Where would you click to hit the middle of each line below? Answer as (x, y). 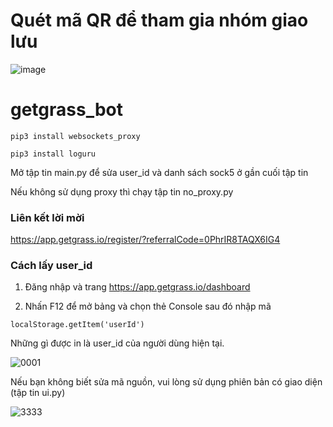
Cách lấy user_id (51, 266)
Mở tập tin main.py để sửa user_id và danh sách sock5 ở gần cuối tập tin (159, 172)
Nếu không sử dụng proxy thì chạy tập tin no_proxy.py (122, 191)
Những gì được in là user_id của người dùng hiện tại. (117, 343)
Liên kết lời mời (47, 217)
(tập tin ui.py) (38, 393)
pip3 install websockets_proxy (75, 136)
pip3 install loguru (53, 154)
